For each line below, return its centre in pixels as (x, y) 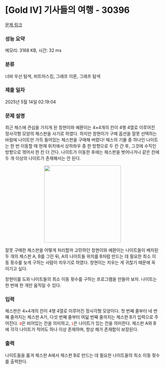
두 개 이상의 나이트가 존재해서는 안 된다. (43, 158)
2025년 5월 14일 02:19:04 (31, 102)
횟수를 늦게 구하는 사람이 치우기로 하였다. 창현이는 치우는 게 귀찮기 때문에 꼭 (83, 262)
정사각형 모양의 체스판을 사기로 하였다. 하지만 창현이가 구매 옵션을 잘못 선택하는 (81, 134)
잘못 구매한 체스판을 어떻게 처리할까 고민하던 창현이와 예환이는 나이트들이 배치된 (82, 250)
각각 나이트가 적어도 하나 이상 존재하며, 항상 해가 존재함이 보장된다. (74, 330)
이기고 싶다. (16, 269)
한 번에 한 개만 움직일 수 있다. (33, 285)
